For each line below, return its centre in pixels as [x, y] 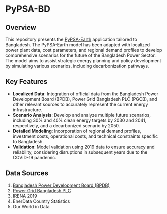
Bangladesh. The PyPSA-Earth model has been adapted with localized [78, 45]
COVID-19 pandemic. [34, 157]
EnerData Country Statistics [41, 201]
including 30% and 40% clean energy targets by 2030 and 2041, [79, 120]
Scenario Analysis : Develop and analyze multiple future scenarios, [82, 115]
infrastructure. [27, 110]
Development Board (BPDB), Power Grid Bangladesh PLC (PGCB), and [85, 99]
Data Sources [27, 173]
